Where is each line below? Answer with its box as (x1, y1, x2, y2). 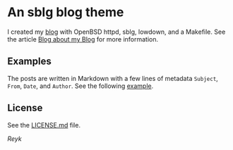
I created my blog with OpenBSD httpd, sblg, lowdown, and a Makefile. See (7, 27, 226, 36)
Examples (7, 56, 52, 68)
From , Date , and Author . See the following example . (7, 82, 154, 90)
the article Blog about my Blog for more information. (7, 35, 159, 43)
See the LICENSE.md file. (7, 120, 81, 129)
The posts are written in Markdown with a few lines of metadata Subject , (7, 74, 219, 82)
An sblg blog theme (7, 4, 124, 20)
